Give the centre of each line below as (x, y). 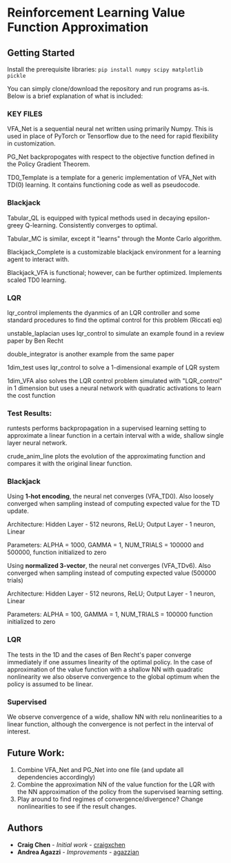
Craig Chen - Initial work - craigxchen (71, 844)
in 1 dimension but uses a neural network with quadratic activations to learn (114, 388)
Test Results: (30, 413)
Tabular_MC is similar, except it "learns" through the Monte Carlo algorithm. (114, 238)
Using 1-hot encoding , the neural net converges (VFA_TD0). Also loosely (110, 496)
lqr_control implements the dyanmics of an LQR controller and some (103, 312)
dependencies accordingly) (56, 777)
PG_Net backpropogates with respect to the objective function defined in (111, 157)
